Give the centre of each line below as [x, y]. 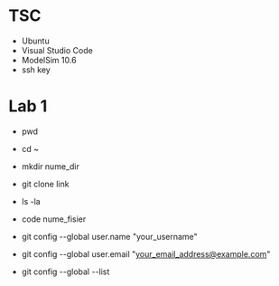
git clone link [45, 184]
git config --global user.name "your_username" [109, 236]
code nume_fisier [54, 219]
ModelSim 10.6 [49, 60]
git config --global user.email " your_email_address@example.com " [146, 253]
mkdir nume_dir [51, 166]
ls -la [31, 201]
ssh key [36, 70]
